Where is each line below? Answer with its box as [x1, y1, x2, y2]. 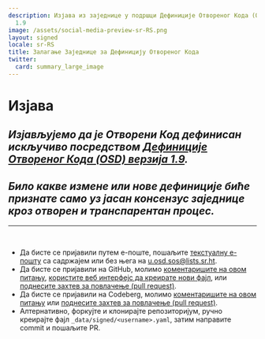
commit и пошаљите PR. [19, 323, 101, 333]
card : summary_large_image [15, 63, 104, 71]
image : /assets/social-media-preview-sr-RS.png [8, 26, 168, 34]
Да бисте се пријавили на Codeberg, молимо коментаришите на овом [19, 289, 257, 300]
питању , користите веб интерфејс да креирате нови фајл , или [19, 273, 227, 282]
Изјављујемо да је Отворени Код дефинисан [8, 128, 242, 142]
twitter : [8, 56, 37, 64]
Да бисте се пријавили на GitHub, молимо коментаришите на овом [19, 265, 247, 274]
